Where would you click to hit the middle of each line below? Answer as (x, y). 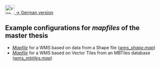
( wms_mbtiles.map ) (32, 58)
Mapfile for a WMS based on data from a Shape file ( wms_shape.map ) (84, 47)
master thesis (27, 36)
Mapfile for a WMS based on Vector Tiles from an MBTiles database (81, 53)
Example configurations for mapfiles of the (72, 28)
